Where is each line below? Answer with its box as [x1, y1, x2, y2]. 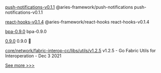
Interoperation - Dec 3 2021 [5, 53, 62, 59]
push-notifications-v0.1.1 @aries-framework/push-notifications [5, 4, 133, 10]
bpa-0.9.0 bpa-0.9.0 [5, 29, 47, 34]
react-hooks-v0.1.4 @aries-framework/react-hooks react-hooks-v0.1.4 [5, 19, 150, 25]
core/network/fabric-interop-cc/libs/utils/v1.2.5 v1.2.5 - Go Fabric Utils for [5, 48, 156, 53]
